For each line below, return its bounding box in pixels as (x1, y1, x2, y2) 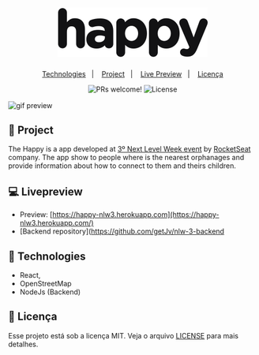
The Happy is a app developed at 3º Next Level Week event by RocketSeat (8, 144, 251, 154)
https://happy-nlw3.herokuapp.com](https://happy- (52, 210, 220, 219)
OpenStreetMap (19, 279, 73, 289)
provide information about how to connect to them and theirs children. (8, 161, 237, 170)
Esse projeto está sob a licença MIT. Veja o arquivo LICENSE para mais (8, 331, 239, 340)
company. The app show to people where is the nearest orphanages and (8, 153, 245, 163)
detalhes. (8, 339, 39, 349)
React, (19, 271, 41, 280)
